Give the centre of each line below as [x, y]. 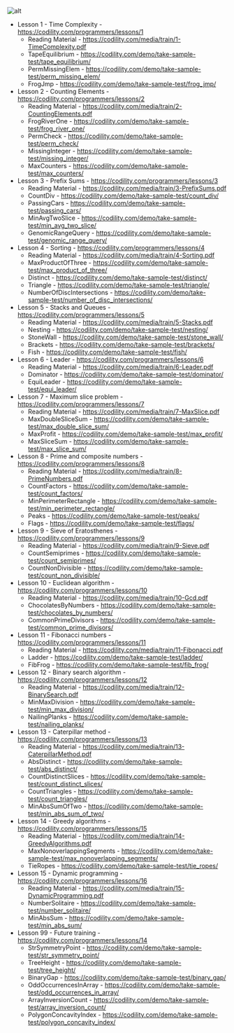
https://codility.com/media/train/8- [133, 471]
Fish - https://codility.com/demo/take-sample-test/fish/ [107, 352]
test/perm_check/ [53, 143]
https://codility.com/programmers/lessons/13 [82, 739]
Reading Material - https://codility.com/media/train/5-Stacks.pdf [120, 322]
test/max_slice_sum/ [57, 449]
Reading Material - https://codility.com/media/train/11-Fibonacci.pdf [125, 650]
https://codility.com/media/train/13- [134, 747]
